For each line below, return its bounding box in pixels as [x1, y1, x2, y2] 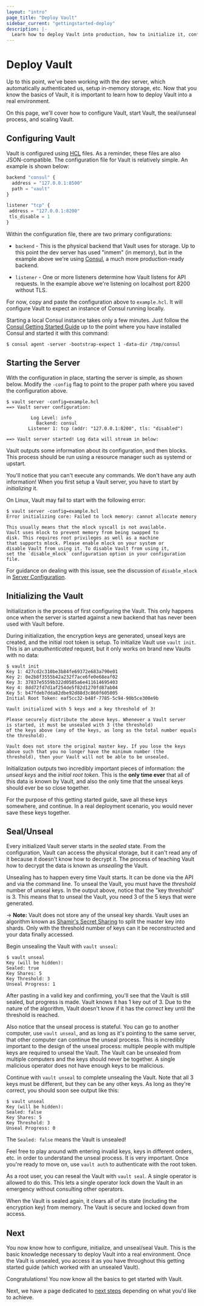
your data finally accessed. [6, 931, 74, 938]
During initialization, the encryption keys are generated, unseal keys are [6, 632, 186, 639]
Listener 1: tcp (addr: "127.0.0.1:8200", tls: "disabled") [28, 425, 183, 432]
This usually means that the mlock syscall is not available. [6, 524, 167, 530]
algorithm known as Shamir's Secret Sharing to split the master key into [6, 918, 185, 926]
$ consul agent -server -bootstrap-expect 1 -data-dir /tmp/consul [6, 341, 181, 348]
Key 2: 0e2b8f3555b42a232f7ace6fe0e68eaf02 [6, 674, 118, 680]
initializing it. [6, 484, 38, 491]
